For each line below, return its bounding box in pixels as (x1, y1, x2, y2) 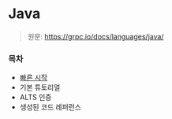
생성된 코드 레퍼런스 (19, 102, 81, 112)
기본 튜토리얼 (19, 83, 61, 92)
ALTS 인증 (19, 92, 52, 102)
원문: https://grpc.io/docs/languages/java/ (27, 32, 164, 41)
